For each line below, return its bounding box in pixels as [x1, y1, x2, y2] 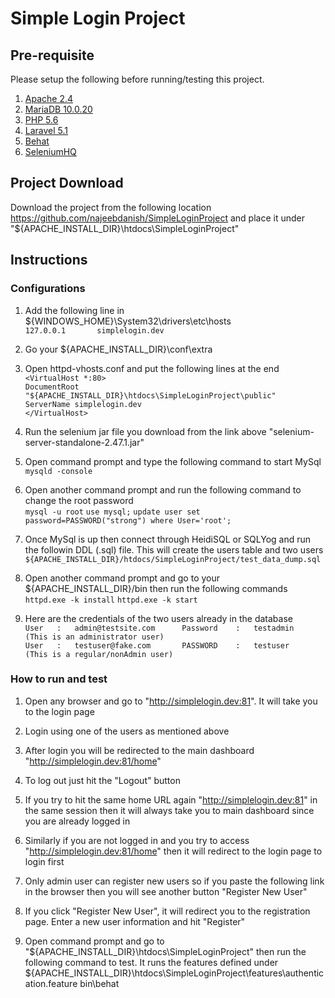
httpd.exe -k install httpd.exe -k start [24, 595, 198, 605]
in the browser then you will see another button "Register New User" [24, 885, 308, 897]
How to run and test [10, 672, 108, 686]
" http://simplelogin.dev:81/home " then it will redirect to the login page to [24, 845, 323, 857]
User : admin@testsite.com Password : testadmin [24, 623, 295, 633]
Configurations [10, 282, 86, 296]
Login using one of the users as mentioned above [24, 725, 230, 737]
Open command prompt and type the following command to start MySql [24, 455, 322, 467]
